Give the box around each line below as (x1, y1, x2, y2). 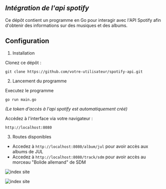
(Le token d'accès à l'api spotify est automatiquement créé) (5, 106, 128, 112)
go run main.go (5, 97, 37, 102)
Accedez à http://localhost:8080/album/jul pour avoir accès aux (12, 143, 149, 149)
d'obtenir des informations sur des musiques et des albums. (5, 22, 128, 28)
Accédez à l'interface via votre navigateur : (5, 115, 93, 121)
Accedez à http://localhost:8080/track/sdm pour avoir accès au (12, 154, 146, 160)
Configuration (5, 37, 50, 45)
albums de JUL (12, 148, 44, 154)
